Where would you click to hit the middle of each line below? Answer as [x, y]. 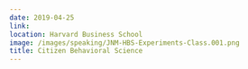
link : [19, 26]
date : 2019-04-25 [42, 17]
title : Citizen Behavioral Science [76, 51]
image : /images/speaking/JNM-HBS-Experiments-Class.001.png [125, 43]
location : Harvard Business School [76, 34]
